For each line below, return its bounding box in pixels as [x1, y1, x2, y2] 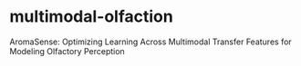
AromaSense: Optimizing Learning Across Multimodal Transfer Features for [9, 36, 292, 47]
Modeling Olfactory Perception [9, 45, 125, 56]
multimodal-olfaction [9, 6, 173, 27]
